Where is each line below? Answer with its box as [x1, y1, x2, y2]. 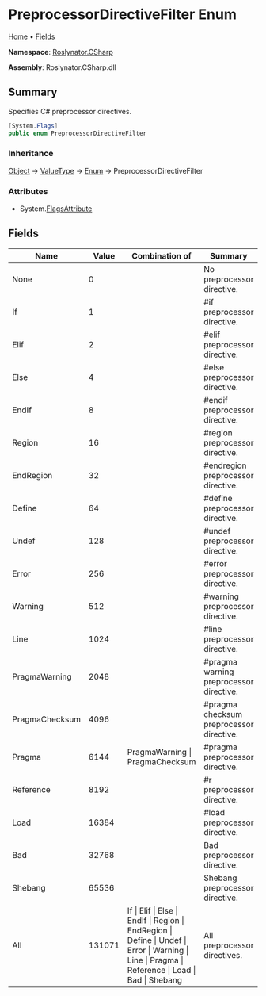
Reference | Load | [127, 964, 196, 975]
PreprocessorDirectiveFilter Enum [8, 6, 237, 24]
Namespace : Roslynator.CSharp [8, 47, 113, 56]
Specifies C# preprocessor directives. [8, 106, 132, 116]
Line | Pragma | [127, 954, 184, 965]
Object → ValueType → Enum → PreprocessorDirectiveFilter [8, 166, 203, 175]
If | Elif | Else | [127, 905, 178, 916]
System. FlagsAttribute [19, 204, 93, 213]
